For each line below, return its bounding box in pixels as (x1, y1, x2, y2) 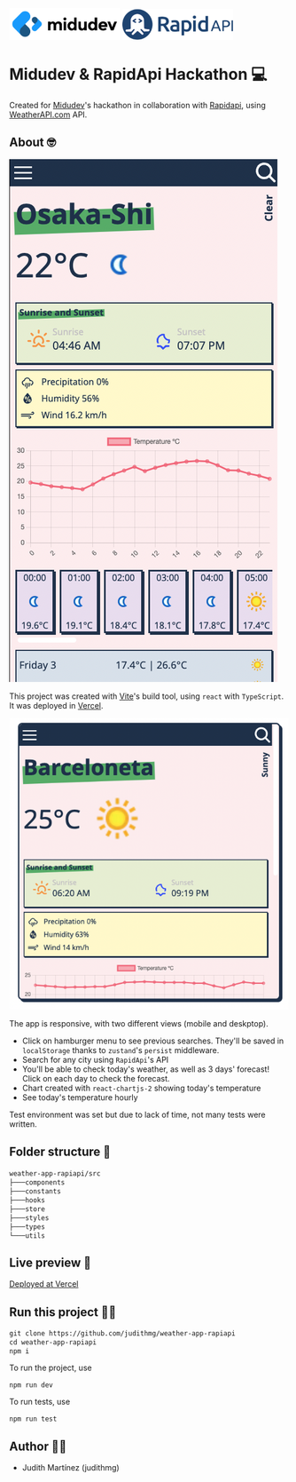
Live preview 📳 (9, 1255, 91, 1270)
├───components (9, 1177, 66, 1187)
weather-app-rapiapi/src (9, 1169, 101, 1178)
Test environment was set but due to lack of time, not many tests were (9, 1109, 266, 1120)
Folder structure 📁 (9, 1145, 112, 1160)
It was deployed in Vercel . (9, 700, 104, 710)
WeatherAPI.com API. (9, 109, 88, 120)
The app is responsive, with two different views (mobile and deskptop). (9, 1018, 269, 1028)
